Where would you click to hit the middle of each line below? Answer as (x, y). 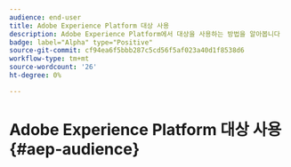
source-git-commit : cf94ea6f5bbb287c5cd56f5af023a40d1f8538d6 (127, 51)
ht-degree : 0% (36, 76)
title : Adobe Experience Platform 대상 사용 (89, 26)
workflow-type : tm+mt (49, 59)
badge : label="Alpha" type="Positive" (81, 42)
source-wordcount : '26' (53, 68)
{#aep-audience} (75, 149)
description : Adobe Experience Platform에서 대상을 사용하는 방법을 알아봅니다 (145, 34)
